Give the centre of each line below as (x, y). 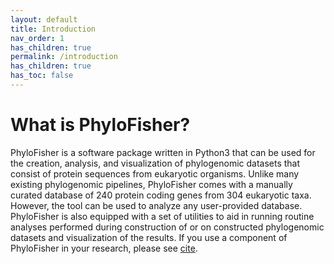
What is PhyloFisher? (100, 125)
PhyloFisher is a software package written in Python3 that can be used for (163, 152)
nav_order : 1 (37, 38)
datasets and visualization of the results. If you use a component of (149, 237)
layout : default (44, 19)
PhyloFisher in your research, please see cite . (104, 248)
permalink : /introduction (64, 57)
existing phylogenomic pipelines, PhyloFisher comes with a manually (151, 184)
